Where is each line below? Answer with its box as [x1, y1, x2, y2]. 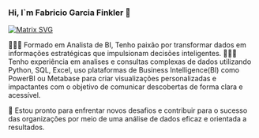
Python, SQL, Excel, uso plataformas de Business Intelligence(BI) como [8, 65, 239, 75]
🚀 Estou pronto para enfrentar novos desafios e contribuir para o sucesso [8, 106, 248, 115]
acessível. [8, 91, 41, 100]
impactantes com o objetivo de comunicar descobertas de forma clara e [8, 82, 243, 91]
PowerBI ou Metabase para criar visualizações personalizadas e [8, 74, 217, 84]
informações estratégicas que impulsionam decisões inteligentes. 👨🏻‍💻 [8, 49, 237, 58]
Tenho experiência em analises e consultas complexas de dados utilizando [8, 57, 252, 66]
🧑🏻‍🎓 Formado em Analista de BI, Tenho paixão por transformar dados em [8, 40, 246, 50]
